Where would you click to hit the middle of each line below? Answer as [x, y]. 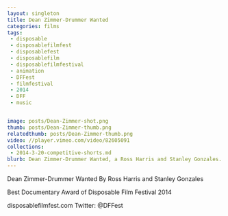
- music [21, 103]
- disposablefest [35, 52]
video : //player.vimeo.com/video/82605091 [68, 140]
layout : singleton [33, 13]
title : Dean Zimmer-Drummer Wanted [58, 20]
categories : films [33, 26]
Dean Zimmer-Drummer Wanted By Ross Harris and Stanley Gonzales [105, 179]
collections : [26, 147]
